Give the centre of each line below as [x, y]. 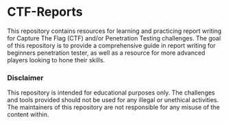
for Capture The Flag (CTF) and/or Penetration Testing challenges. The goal [114, 38]
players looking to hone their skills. [56, 60]
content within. [28, 114]
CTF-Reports [45, 12]
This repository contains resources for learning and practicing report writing [114, 31]
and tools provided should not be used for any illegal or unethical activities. [113, 100]
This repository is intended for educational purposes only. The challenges [111, 92]
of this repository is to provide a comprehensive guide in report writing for [111, 45]
